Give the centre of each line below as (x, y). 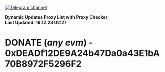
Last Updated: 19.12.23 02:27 (36, 23)
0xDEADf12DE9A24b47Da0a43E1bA (82, 53)
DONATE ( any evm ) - (49, 43)
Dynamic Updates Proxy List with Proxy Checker (56, 17)
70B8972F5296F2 (43, 64)
